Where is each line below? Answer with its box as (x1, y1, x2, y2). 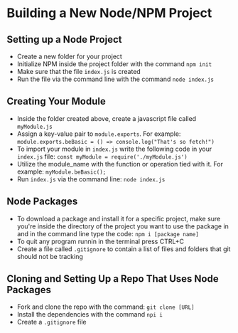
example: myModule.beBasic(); (16, 167, 107, 176)
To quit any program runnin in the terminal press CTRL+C (16, 237, 184, 245)
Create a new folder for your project (16, 52, 122, 60)
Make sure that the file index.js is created (16, 68, 141, 75)
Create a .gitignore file (16, 318, 87, 327)
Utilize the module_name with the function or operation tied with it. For (16, 159, 223, 168)
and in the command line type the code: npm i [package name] (16, 229, 200, 238)
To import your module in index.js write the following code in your (16, 144, 212, 153)
